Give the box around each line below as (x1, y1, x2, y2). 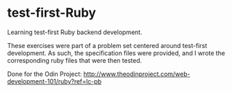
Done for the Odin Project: (7, 70, 82, 78)
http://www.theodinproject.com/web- (83, 70, 190, 78)
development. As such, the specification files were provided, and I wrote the (7, 49, 226, 57)
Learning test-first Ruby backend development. (7, 28, 142, 36)
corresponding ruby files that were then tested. (7, 56, 142, 64)
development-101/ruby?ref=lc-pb (7, 77, 102, 85)
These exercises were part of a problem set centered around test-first (7, 41, 208, 49)
